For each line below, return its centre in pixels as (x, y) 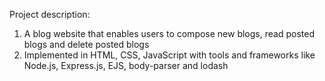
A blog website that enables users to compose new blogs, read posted (169, 33)
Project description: (50, 14)
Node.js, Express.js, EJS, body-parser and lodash (126, 65)
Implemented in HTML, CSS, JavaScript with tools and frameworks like (169, 55)
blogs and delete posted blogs (86, 44)
